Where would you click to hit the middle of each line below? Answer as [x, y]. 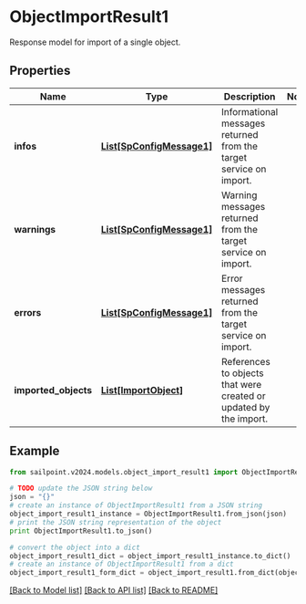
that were [242, 384]
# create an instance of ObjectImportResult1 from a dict [122, 564]
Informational [250, 111]
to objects [243, 373]
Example [35, 451]
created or [244, 396]
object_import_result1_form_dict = [77, 573]
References [246, 361]
